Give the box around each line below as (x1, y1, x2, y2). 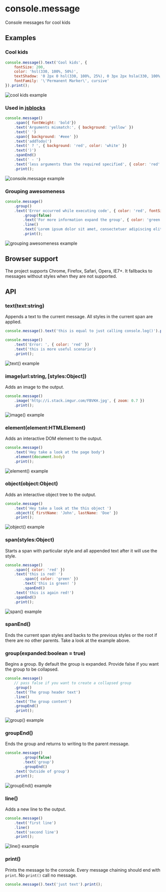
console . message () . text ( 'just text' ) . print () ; (5, 882, 103, 887)
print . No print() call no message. (5, 872, 77, 878)
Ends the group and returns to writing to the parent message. (5, 741, 130, 747)
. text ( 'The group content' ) (14, 699, 72, 704)
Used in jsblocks (5, 104, 46, 111)
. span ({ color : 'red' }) (14, 567, 65, 572)
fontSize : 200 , (14, 65, 45, 69)
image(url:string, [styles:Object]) (5, 373, 87, 380)
